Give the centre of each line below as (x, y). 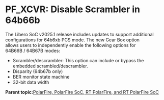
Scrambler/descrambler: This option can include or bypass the (78, 60)
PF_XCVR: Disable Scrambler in (73, 9)
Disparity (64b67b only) (38, 71)
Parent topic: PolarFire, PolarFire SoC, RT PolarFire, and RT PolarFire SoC (82, 92)
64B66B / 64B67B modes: (33, 51)
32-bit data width (31, 82)
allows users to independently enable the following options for (71, 45)
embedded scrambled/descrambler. (50, 66)
